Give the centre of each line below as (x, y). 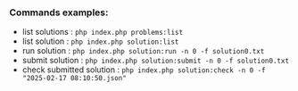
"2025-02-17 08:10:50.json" (74, 79)
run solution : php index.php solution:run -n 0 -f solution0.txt (143, 51)
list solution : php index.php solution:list (100, 41)
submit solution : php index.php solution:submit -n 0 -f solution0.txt (156, 61)
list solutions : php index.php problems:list (103, 32)
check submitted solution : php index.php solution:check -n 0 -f (144, 70)
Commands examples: (59, 12)
